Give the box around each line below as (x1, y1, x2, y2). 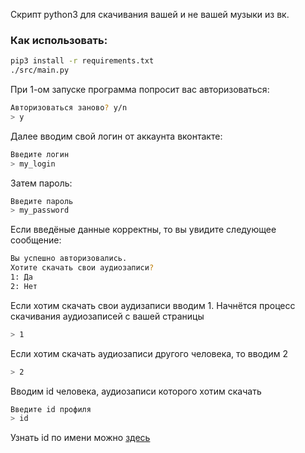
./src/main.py (10, 65, 70, 76)
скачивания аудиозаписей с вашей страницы (10, 310, 205, 322)
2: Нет (10, 281, 38, 291)
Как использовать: (10, 33, 108, 47)
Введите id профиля (10, 404, 92, 414)
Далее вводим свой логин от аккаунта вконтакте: (10, 130, 223, 142)
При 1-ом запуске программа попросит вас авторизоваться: (10, 84, 270, 96)
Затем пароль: (10, 177, 73, 189)
